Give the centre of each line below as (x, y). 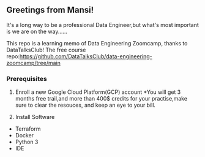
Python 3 (27, 142)
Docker (24, 136)
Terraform (28, 129)
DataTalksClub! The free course (46, 50)
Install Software (35, 117)
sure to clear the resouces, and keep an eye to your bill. (85, 105)
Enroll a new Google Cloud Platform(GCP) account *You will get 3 (98, 92)
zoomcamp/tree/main (34, 63)
